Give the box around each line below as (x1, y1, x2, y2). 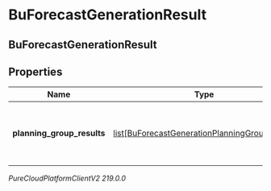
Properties (8, 64, 63, 78)
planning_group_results (12, 127, 106, 139)
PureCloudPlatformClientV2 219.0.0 (8, 173, 127, 183)
